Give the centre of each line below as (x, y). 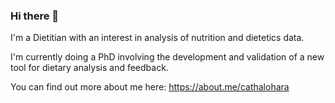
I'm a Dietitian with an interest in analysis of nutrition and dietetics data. (157, 38)
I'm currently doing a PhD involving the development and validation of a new (167, 57)
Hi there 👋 (35, 16)
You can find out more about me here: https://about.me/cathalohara (150, 87)
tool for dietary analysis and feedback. (89, 68)
